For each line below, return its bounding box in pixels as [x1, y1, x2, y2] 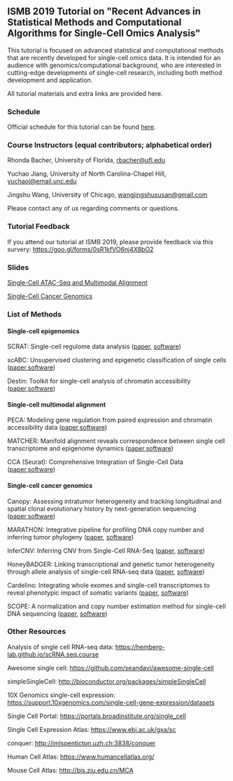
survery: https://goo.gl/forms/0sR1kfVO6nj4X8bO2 [7, 245, 154, 253]
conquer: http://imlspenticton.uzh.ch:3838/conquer [7, 738, 156, 747]
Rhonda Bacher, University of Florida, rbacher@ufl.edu [7, 156, 166, 164]
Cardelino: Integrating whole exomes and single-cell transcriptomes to [7, 581, 210, 589]
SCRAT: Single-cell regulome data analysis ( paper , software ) [7, 342, 182, 351]
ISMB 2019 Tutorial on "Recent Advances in [7, 6, 202, 17]
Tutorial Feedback [7, 222, 70, 232]
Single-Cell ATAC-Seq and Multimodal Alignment [7, 279, 148, 286]
